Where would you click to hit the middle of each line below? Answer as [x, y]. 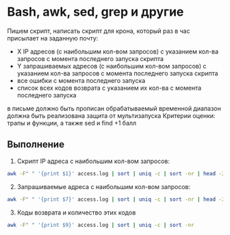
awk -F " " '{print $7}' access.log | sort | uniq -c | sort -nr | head [112, 199]
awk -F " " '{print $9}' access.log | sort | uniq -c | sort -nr [101, 225]
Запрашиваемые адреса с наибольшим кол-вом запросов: [104, 186]
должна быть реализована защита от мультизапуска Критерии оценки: [111, 115]
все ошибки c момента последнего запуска [81, 80]
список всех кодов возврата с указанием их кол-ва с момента [109, 88]
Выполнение [36, 145]
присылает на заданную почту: [53, 38]
